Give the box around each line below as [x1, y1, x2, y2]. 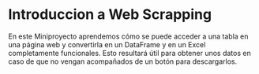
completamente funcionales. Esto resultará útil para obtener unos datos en [8, 48, 251, 57]
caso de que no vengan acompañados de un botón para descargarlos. [8, 57, 238, 66]
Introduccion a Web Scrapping [8, 6, 212, 24]
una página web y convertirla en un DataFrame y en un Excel [8, 39, 206, 49]
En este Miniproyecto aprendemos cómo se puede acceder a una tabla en [8, 31, 249, 41]
